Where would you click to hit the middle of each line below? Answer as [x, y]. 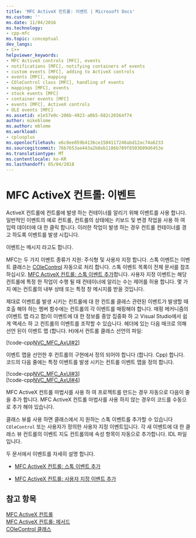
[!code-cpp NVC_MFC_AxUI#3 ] [43, 374]
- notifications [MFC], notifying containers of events [75, 66]
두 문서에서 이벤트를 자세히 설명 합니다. [51, 454]
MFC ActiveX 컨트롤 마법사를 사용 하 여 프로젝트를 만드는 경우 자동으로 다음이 [95, 392]
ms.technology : [25, 28]
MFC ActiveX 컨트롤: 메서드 [38, 522]
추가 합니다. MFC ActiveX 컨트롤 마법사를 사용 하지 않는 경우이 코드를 [92, 399]
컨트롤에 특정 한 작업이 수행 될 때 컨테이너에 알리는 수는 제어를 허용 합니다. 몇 [94, 282]
